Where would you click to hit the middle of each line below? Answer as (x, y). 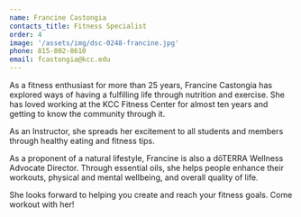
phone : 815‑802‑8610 (48, 51)
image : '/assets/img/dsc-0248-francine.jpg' (94, 43)
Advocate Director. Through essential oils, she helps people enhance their (146, 168)
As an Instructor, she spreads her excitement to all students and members (146, 131)
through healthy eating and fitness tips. (82, 141)
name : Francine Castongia (58, 18)
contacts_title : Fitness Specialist (78, 26)
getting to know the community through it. (87, 114)
